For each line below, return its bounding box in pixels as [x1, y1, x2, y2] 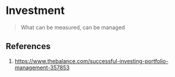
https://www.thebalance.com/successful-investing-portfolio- [14, 57, 169, 64]
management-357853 [14, 64, 70, 71]
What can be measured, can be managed [20, 24, 125, 31]
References [6, 41, 51, 52]
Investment [6, 4, 65, 18]
